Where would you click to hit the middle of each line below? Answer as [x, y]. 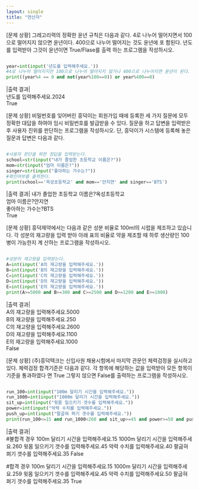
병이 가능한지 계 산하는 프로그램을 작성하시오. [58, 243]
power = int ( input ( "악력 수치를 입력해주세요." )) [59, 408]
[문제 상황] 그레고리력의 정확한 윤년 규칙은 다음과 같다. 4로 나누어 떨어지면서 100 [99, 35]
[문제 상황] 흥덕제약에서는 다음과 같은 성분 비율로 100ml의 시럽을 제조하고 [91, 228]
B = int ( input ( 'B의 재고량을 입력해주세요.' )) [55, 270]
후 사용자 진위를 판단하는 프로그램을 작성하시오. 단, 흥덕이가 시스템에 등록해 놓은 [99, 131]
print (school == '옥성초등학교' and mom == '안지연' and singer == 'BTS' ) [87, 182]
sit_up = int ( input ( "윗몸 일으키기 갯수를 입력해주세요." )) [70, 403]
